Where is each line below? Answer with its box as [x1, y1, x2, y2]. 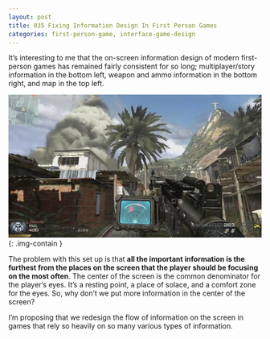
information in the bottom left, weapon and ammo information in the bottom [8, 70, 258, 80]
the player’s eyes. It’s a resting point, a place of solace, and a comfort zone [8, 280, 256, 290]
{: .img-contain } [8, 238, 63, 249]
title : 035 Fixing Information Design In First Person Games [8, 21, 218, 30]
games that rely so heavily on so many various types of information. [8, 321, 233, 331]
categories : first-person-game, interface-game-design [8, 30, 196, 38]
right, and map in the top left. [8, 79, 104, 89]
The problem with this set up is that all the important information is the [8, 254, 245, 264]
